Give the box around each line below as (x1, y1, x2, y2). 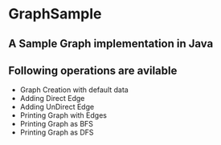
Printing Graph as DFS (19, 127, 94, 137)
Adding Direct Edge (19, 94, 85, 103)
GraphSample (8, 5, 102, 23)
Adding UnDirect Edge (19, 102, 95, 112)
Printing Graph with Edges (19, 111, 107, 120)
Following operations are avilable (8, 63, 178, 77)
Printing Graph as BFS (19, 119, 94, 129)
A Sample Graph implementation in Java (8, 37, 214, 50)
